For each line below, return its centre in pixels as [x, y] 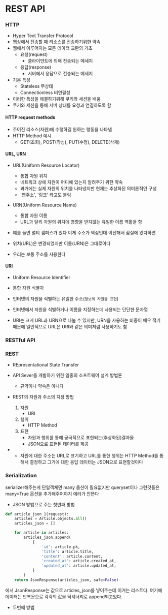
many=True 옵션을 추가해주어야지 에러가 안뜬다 [52, 494]
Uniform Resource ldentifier [41, 278]
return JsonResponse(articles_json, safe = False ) [67, 580]
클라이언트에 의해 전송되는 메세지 [60, 61]
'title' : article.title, [68, 551]
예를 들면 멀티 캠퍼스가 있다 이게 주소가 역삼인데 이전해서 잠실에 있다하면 [84, 232]
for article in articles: [42, 533]
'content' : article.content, [72, 556]
